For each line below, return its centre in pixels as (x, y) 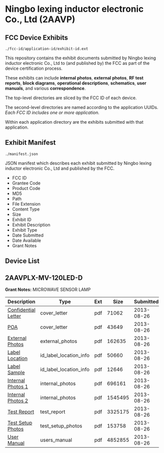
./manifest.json (21, 154)
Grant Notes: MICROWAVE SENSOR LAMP (48, 290)
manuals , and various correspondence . (45, 88)
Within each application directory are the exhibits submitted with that (74, 122)
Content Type (26, 209)
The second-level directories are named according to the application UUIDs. (82, 107)
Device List (22, 261)
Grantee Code (26, 183)
